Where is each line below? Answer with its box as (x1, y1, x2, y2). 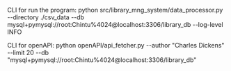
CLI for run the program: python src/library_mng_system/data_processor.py (7, 6, 223, 14)
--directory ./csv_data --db (7, 13, 85, 21)
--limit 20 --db (7, 48, 49, 57)
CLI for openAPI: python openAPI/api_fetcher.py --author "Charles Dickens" (7, 41, 225, 49)
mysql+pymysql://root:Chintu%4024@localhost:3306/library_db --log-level (7, 21, 224, 28)
